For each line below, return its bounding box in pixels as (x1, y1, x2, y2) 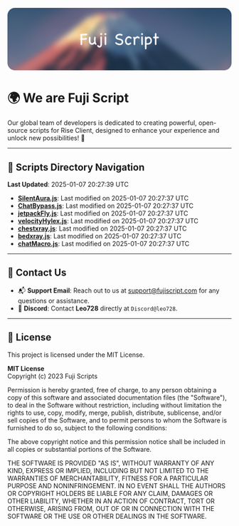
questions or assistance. (17, 296, 90, 305)
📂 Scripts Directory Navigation (7, 161, 145, 173)
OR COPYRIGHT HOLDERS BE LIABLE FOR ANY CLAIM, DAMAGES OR (7, 489, 213, 497)
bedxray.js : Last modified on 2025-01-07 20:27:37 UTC (17, 232, 181, 241)
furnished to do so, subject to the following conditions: (7, 423, 167, 432)
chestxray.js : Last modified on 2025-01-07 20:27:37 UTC (17, 224, 187, 233)
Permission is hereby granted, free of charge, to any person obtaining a (7, 385, 217, 394)
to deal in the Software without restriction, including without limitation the (7, 400, 222, 409)
